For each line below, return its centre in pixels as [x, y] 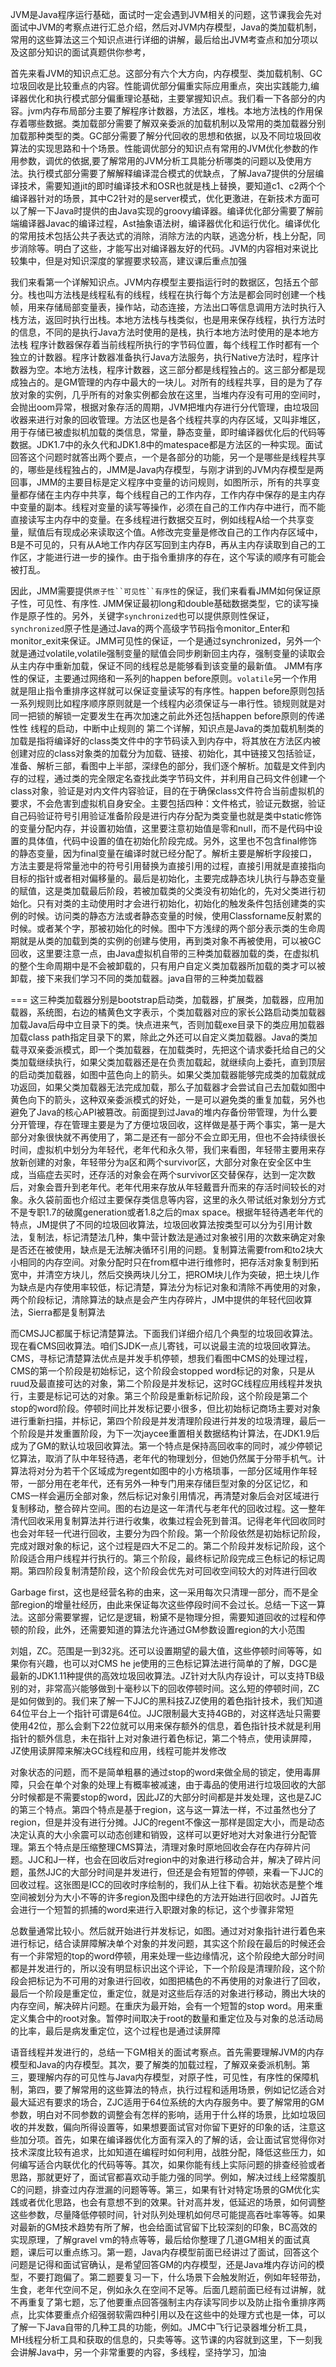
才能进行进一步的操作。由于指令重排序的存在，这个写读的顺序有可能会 [181, 557]
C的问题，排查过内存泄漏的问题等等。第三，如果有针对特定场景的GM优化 [161, 2189]
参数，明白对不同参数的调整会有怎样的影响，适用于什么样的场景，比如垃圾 [163, 2114]
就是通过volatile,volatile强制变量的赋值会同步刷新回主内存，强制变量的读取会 [168, 653]
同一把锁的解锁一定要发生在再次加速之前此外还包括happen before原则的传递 [167, 716]
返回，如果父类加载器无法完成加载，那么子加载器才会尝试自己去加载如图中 [172, 1087]
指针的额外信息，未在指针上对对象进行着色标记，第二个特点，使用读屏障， [163, 1738]
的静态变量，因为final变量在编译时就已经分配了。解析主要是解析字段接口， [164, 853]
